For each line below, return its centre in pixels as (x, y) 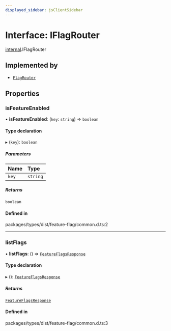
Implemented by (32, 65)
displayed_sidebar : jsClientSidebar (44, 10)
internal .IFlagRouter (26, 49)
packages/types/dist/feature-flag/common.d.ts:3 (57, 323)
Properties (22, 93)
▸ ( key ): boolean (21, 142)
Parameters (18, 154)
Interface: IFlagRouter (53, 35)
